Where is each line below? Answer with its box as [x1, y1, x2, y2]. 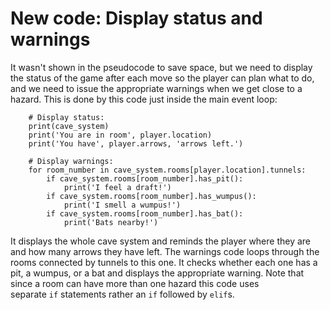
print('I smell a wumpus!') [63, 200, 182, 210]
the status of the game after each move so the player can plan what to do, [10, 72, 315, 84]
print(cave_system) [28, 121, 110, 131]
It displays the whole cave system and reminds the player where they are [10, 235, 312, 247]
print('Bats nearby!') [63, 217, 159, 227]
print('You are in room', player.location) [28, 130, 213, 140]
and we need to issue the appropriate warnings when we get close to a [10, 82, 303, 94]
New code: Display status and [10, 7, 263, 30]
